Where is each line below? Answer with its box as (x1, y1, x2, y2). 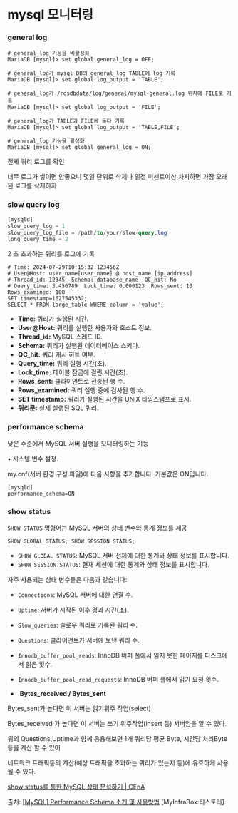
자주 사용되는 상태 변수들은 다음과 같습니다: (7, 575, 128, 583)
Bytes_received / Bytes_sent (19, 689, 107, 697)
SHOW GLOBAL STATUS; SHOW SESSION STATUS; (7, 538, 135, 545)
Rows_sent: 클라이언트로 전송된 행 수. (17, 377, 125, 386)
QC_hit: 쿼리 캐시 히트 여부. (17, 350, 95, 359)
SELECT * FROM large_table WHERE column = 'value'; (7, 301, 164, 309)
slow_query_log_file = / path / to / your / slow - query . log (7, 229, 167, 236)
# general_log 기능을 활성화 (7, 138, 86, 145)
